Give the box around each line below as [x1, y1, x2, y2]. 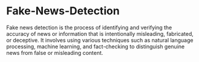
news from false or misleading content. [6, 49, 104, 56]
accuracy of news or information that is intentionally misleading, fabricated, [6, 30, 194, 37]
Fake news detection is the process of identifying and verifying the [6, 24, 172, 31]
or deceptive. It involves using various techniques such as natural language [6, 36, 194, 44]
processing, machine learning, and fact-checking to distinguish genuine [6, 43, 185, 50]
